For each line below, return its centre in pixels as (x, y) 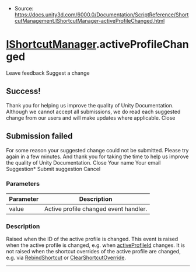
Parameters (23, 184)
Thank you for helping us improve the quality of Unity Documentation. (90, 105)
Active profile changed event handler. (96, 208)
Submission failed (39, 136)
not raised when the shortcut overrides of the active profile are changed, (93, 252)
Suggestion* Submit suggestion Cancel (53, 169)
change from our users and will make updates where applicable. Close (91, 118)
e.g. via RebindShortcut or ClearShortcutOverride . (66, 258)
